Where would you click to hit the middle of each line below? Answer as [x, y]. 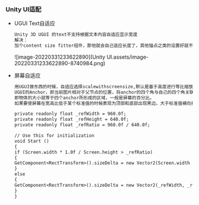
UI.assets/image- [128, 57]
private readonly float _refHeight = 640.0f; [71, 120]
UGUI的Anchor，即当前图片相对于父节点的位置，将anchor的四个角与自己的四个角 [99, 92]
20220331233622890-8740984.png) [60, 63]
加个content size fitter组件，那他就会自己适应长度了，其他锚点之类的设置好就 [101, 46]
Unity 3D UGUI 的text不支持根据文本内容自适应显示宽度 [76, 35]
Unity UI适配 [23, 9]
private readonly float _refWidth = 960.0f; [70, 114]
